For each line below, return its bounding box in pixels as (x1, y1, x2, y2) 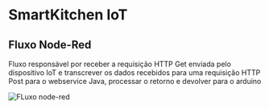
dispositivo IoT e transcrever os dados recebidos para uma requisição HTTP (8, 68, 261, 78)
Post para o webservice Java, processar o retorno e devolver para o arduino (8, 77, 262, 86)
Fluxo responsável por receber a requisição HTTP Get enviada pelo (8, 59, 232, 69)
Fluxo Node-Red (8, 38, 92, 52)
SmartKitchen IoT (8, 6, 128, 24)
